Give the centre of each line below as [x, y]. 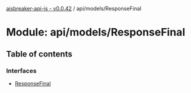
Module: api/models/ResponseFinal [96, 32]
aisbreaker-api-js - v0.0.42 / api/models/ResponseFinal [74, 9]
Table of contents [39, 54]
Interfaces [21, 71]
